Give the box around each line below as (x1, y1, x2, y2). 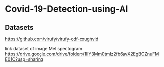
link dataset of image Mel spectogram (5, 46, 82, 51)
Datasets (5, 23, 34, 32)
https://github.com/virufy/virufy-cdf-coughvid (5, 36, 99, 42)
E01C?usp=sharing (5, 56, 43, 62)
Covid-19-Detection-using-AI (5, 3, 128, 15)
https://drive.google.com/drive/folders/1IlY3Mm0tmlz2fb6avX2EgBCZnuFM (5, 51, 159, 57)
